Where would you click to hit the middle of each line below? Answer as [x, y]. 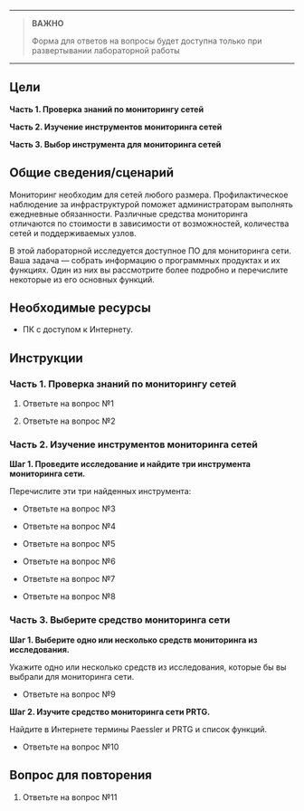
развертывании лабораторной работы [105, 50]
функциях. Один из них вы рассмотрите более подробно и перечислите [149, 270]
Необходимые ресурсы [80, 308]
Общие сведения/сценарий [92, 173]
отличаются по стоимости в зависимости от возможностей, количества [149, 224]
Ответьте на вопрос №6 [69, 561]
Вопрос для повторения [81, 775]
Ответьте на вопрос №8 [69, 596]
